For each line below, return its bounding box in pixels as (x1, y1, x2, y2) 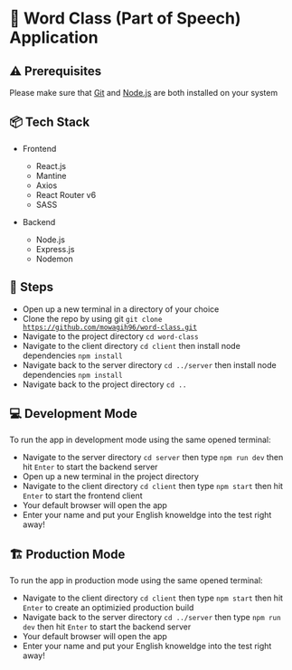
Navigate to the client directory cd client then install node (22, 340, 241, 351)
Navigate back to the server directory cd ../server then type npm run (22, 612, 282, 623)
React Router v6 (35, 189, 97, 200)
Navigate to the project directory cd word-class (22, 330, 199, 342)
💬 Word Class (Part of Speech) (9, 8, 241, 29)
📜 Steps (9, 279, 54, 295)
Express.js (35, 243, 75, 254)
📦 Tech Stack (9, 115, 90, 130)
